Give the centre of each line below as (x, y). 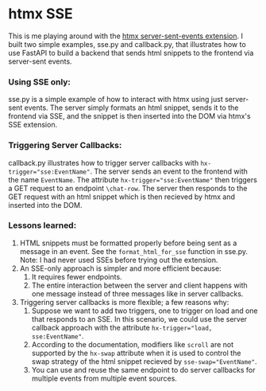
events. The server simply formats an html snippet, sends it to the (131, 108)
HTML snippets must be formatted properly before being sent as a (128, 243)
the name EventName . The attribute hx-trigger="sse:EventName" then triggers (133, 179)
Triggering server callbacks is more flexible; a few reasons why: (124, 302)
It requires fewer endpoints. (77, 276)
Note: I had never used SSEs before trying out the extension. (119, 260)
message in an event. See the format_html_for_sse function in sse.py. (134, 251)
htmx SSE (40, 14)
